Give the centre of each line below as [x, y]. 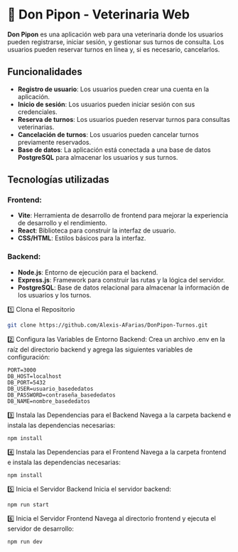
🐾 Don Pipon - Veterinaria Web [99, 15]
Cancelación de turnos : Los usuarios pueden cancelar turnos [108, 134]
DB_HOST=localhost [34, 376]
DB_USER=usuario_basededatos [50, 389]
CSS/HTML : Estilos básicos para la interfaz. [82, 238]
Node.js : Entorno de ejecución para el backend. [88, 272]
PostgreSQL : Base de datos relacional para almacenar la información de [123, 287]
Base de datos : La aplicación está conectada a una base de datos [114, 150]
